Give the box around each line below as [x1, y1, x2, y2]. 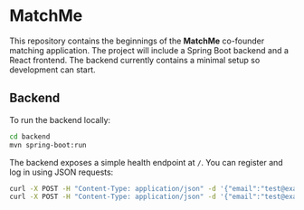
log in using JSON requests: [9, 167, 114, 177]
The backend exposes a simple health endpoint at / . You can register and [9, 157, 283, 167]
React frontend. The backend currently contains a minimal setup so [9, 54, 261, 65]
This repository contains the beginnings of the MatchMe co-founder [9, 35, 265, 46]
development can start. [9, 64, 96, 75]
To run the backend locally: [9, 114, 111, 125]
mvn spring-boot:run [9, 140, 88, 149]
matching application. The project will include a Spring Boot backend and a [9, 44, 290, 55]
